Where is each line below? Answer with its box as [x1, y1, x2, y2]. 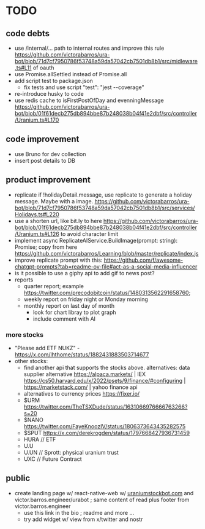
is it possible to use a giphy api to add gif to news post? [14, 269, 155, 276]
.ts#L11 [14, 64, 32, 71]
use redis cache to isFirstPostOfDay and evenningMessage [14, 96, 164, 104]
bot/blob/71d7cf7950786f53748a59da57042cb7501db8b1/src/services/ [14, 204, 195, 211]
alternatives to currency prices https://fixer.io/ [23, 390, 140, 397]
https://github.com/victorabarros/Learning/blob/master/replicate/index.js [14, 249, 199, 257]
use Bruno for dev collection [14, 150, 86, 157]
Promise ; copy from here [14, 243, 78, 251]
